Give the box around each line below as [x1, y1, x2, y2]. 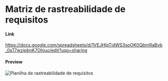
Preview [5, 58, 23, 64]
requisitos [5, 14, 49, 25]
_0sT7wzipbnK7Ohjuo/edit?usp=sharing [5, 47, 88, 53]
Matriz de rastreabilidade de [5, 3, 126, 15]
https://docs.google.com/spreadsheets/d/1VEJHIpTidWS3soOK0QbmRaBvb [5, 42, 162, 48]
